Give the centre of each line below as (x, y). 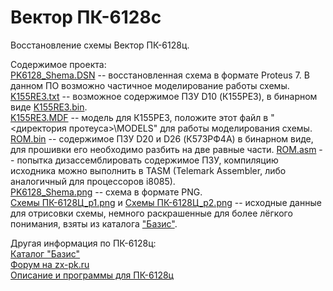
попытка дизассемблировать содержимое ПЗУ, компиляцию (147, 160)
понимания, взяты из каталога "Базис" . (94, 223)
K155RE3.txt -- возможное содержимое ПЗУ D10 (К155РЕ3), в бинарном (164, 96)
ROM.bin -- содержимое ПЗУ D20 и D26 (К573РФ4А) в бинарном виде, (162, 138)
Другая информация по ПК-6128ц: (83, 243)
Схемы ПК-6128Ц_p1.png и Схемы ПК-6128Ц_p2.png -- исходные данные (166, 202)
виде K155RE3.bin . (49, 107)
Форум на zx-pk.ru (50, 264)
